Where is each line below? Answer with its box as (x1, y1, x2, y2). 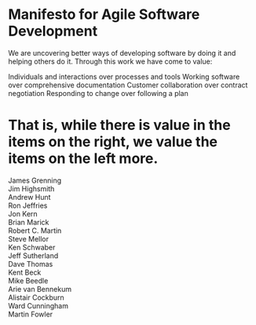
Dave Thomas (8, 259, 53, 268)
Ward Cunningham (8, 301, 69, 310)
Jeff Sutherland (8, 250, 59, 260)
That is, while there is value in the (8, 116, 231, 135)
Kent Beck (8, 268, 42, 277)
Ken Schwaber (8, 242, 56, 252)
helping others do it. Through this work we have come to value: (8, 57, 213, 66)
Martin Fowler (8, 309, 53, 319)
